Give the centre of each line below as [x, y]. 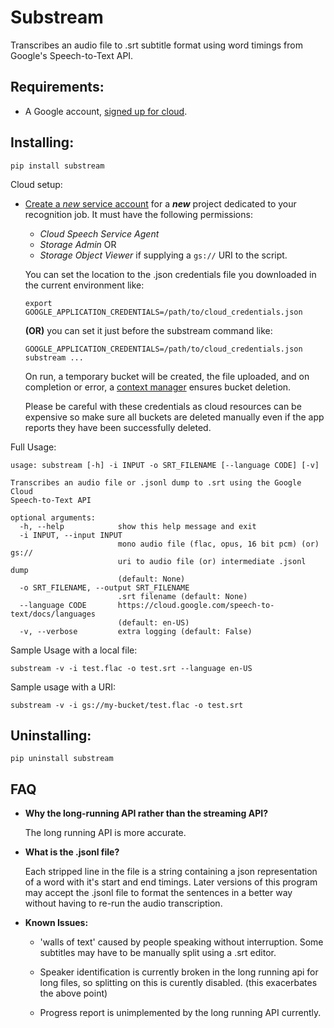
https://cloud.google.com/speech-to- [196, 605]
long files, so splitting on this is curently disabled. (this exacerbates [178, 983]
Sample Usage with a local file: [74, 650]
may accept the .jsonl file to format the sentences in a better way [158, 893]
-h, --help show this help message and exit [138, 526]
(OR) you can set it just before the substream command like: [148, 330]
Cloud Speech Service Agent [99, 233]
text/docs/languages [53, 614]
